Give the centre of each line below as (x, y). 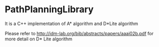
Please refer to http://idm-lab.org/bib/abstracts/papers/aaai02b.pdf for (79, 33)
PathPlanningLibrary (49, 9)
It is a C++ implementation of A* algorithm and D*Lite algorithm (72, 24)
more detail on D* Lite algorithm (38, 39)
